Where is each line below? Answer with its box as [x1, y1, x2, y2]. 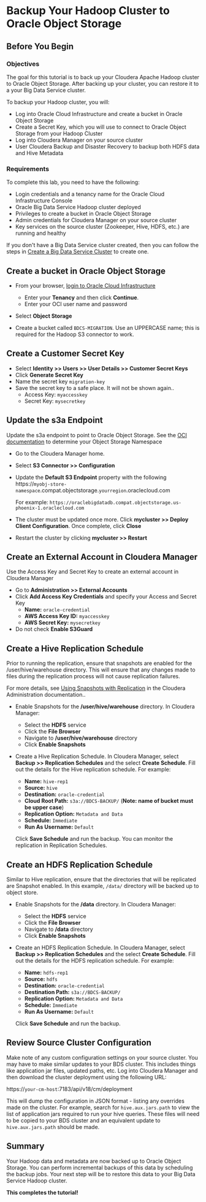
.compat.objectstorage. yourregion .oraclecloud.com [40, 486, 170, 494]
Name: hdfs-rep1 [24, 969, 69, 976]
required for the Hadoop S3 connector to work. [15, 331, 134, 338]
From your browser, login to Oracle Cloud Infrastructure [15, 281, 156, 289]
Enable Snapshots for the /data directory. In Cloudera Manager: [15, 901, 177, 908]
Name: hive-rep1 [24, 778, 69, 785]
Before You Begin [6, 41, 74, 52]
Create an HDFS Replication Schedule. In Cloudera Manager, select [15, 944, 185, 951]
